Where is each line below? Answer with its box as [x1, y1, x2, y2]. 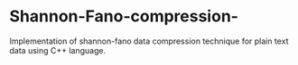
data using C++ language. [9, 45, 107, 55]
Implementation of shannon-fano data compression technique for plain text [9, 36, 289, 46]
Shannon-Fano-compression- [9, 6, 239, 27]
